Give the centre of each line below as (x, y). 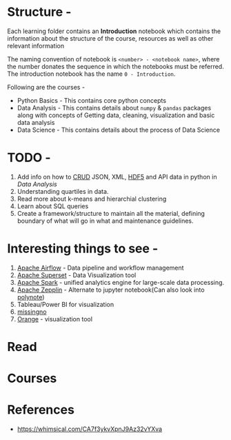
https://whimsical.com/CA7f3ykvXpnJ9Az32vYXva (90, 429)
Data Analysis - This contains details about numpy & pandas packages (114, 108)
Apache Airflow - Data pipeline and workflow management (100, 268)
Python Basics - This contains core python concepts (92, 100)
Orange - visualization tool (55, 319)
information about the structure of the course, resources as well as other (110, 38)
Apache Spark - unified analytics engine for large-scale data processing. (121, 282)
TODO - (29, 158)
